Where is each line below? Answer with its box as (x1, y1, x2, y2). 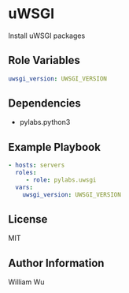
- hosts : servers (8, 161, 65, 170)
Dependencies (8, 96, 81, 111)
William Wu (8, 277, 45, 287)
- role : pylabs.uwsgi (25, 176, 97, 184)
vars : (15, 183, 34, 191)
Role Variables (8, 54, 80, 67)
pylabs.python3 (19, 118, 71, 127)
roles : (15, 169, 37, 177)
